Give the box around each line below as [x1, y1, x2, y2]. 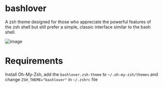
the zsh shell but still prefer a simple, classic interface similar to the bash [5, 24, 151, 29]
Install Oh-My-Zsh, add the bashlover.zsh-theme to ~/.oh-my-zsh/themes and [5, 71, 158, 77]
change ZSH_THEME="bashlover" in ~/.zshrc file [5, 76, 98, 82]
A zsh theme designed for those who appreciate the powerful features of [5, 19, 151, 25]
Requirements [5, 56, 63, 67]
